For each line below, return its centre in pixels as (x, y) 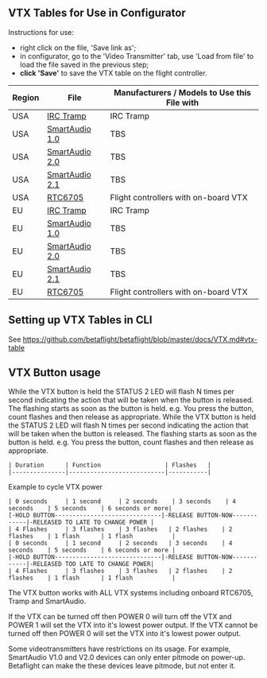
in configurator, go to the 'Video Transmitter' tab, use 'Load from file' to (137, 56)
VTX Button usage (54, 373)
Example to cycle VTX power (56, 487)
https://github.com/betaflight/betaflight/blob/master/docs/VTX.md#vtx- (140, 339)
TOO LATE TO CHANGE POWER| (110, 564)
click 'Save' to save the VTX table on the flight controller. (114, 73)
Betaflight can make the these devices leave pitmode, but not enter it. (122, 666)
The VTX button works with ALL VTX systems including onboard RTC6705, (131, 593)
